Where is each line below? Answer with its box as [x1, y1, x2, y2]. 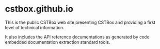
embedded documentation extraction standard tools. [5, 39, 111, 45]
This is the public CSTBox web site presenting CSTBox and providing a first [5, 19, 156, 25]
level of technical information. [5, 24, 64, 30]
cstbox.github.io [5, 3, 74, 15]
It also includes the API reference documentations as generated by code [5, 34, 150, 40]
